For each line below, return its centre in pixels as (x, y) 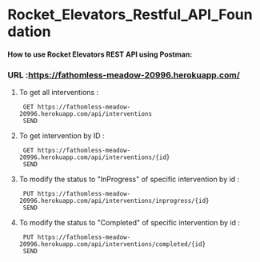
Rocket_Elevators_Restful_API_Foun (130, 15)
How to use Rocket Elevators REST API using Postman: (100, 54)
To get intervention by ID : (62, 136)
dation (29, 32)
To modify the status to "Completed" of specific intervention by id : (130, 223)
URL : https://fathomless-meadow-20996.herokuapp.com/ (124, 75)
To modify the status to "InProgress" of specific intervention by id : (129, 179)
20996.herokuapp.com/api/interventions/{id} (94, 157)
